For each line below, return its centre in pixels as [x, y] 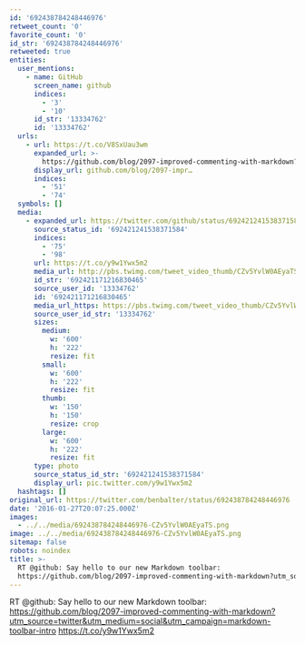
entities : [28, 60]
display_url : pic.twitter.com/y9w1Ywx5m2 [113, 483]
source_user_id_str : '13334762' [94, 314]
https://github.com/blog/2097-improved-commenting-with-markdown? [143, 611]
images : [24, 517]
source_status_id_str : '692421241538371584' [119, 475]
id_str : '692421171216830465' [90, 280]
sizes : [46, 322]
